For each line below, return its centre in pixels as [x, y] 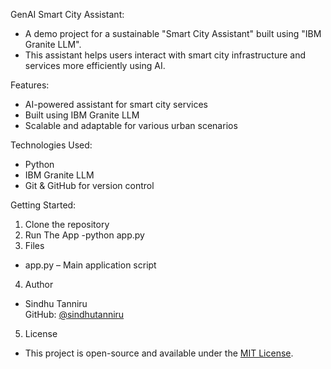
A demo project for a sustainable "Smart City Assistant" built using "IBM [173, 33]
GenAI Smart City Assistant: [67, 14]
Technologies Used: [51, 145]
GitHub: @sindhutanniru [74, 314]
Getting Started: [43, 205]
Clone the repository [67, 224]
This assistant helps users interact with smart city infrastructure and [165, 55]
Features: [30, 85]
